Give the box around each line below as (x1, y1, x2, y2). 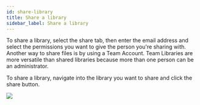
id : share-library (6, 8, 53, 15)
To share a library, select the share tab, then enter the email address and (6, 37, 189, 44)
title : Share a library (6, 15, 67, 21)
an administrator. (6, 63, 49, 70)
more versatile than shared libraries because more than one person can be (6, 56, 194, 64)
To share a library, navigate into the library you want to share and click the (6, 74, 193, 82)
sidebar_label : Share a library (6, 20, 88, 26)
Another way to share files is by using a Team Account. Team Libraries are (6, 50, 193, 57)
